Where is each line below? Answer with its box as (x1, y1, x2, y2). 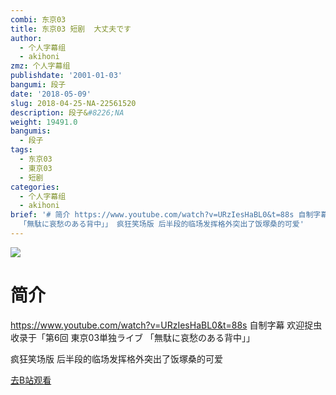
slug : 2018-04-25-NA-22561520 (10, 98, 137, 108)
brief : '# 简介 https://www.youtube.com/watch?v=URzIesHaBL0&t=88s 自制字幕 (10, 210, 329, 220)
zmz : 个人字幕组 (10, 61, 71, 71)
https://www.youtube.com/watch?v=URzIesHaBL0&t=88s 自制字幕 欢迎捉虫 (10, 319, 323, 331)
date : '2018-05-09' (10, 89, 92, 99)
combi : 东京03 (10, 14, 67, 25)
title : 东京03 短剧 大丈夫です (10, 24, 132, 34)
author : (10, 33, 43, 43)
